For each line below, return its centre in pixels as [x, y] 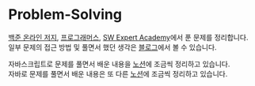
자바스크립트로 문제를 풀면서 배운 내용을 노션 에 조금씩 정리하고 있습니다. [119, 64]
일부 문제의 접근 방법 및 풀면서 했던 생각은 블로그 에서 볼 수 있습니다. [112, 47]
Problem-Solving [65, 15]
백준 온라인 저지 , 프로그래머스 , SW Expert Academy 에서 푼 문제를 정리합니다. [128, 37]
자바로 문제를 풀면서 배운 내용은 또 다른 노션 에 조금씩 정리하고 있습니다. [118, 73]
